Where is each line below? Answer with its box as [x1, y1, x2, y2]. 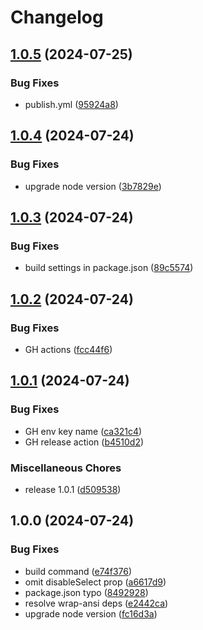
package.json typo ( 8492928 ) [24, 586, 149, 598]
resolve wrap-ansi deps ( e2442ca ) [24, 597, 169, 609]
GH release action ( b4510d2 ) [24, 436, 145, 448]
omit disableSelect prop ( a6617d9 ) [24, 576, 167, 588]
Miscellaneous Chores [10, 461, 122, 475]
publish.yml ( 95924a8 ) [24, 98, 119, 110]
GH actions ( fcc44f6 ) [24, 343, 113, 355]
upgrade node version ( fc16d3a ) [24, 607, 158, 620]
